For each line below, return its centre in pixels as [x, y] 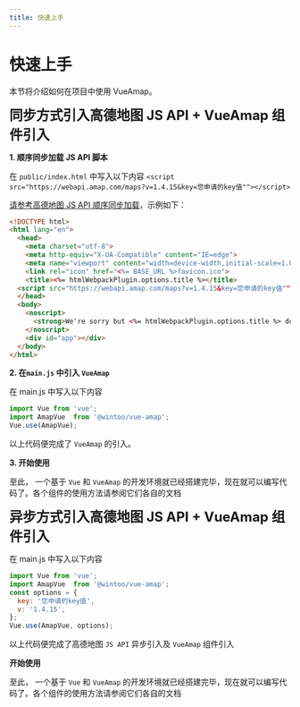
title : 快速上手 [37, 17]
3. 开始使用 [30, 463]
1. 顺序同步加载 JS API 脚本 [59, 157]
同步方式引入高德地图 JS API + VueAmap [139, 115]
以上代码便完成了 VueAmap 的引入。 [72, 444]
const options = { [43, 592]
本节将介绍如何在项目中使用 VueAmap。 [83, 91]
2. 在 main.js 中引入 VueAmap [59, 373]
